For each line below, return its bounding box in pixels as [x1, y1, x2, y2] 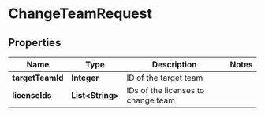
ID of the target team [126, 72, 203, 83]
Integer [70, 72, 99, 83]
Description [151, 60, 197, 70]
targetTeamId [12, 72, 64, 83]
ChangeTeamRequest [8, 5, 152, 23]
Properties [8, 36, 62, 49]
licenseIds [12, 90, 52, 100]
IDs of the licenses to [126, 85, 205, 96]
